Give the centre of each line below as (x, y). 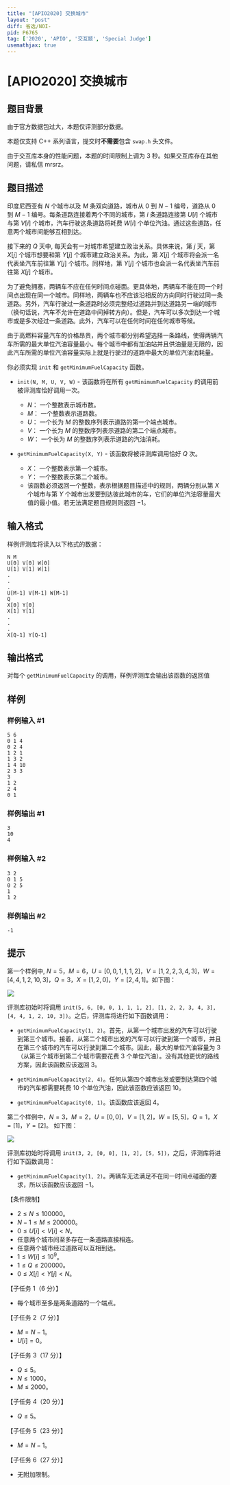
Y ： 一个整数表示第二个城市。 (69, 477)
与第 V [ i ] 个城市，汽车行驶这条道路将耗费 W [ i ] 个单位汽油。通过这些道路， (111, 223)
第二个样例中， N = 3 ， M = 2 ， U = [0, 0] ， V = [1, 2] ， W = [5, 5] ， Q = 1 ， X (112, 1117)
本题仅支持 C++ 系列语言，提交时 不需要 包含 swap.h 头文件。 (92, 141)
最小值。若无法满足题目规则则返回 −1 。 (94, 502)
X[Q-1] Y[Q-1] (27, 635)
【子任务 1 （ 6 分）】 (35, 1288)
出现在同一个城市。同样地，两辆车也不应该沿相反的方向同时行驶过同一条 (121, 295)
